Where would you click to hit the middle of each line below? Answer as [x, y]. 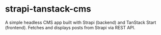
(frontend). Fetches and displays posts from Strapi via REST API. [70, 27]
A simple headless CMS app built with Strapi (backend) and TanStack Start [80, 22]
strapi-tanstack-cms [48, 9]
